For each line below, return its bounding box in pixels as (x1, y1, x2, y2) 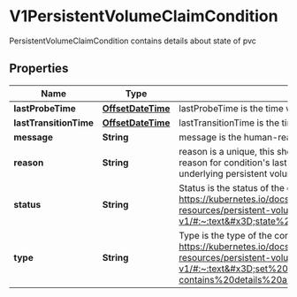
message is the (179, 131, 242, 143)
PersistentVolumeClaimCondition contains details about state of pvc (9, 35, 256, 46)
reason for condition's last (179, 156, 287, 169)
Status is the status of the (179, 181, 285, 194)
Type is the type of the (179, 229, 272, 241)
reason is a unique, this (179, 145, 275, 157)
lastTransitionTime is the (179, 117, 280, 129)
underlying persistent (179, 167, 268, 179)
